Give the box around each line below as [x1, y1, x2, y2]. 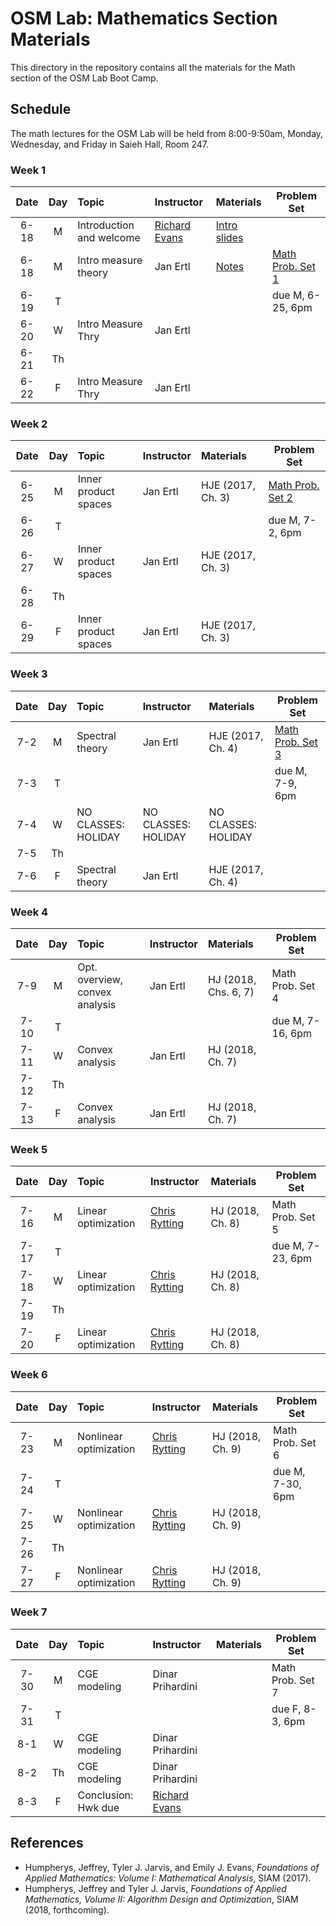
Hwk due [77, 1800, 120, 1814]
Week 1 [10, 163, 47, 177]
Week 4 [10, 905, 49, 919]
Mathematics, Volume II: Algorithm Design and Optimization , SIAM [24, 1893, 299, 1905]
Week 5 [10, 1142, 48, 1156]
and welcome [77, 231, 141, 245]
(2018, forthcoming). [24, 1903, 110, 1916]
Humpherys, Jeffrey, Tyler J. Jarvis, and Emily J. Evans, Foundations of [24, 1861, 320, 1873]
